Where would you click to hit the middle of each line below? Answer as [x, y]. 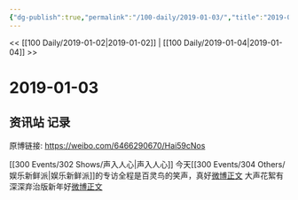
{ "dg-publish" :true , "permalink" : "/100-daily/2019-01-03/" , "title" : [137, 17]
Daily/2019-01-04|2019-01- [233, 42]
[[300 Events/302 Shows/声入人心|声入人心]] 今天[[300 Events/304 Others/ [147, 164]
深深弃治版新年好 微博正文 [56, 186]
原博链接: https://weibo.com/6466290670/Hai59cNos [107, 145]
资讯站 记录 [40, 123]
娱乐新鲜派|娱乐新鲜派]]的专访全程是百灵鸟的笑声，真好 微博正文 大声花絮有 [146, 175]
